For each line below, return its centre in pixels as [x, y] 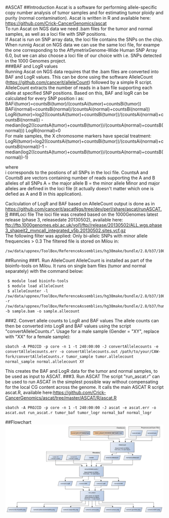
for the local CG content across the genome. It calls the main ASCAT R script [84, 387]
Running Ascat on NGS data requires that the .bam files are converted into [82, 72]
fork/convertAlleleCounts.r [35, 357]
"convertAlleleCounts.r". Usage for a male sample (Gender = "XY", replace [82, 331]
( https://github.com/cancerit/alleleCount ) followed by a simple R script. [79, 82]
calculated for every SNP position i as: [45, 98]
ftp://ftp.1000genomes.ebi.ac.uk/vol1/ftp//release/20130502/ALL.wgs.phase [84, 225]
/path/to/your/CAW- [140, 352]
